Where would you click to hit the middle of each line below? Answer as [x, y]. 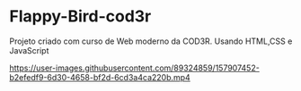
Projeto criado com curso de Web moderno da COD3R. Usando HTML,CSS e [151, 41]
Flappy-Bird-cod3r [80, 17]
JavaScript [29, 50]
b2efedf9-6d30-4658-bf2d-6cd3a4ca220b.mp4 [100, 77]
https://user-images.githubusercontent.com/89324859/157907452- [135, 68]
